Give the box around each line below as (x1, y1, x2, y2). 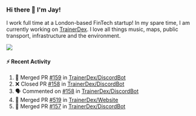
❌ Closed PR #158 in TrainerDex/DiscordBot (15, 80, 125, 87)
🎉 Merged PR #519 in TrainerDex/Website (15, 96, 119, 103)
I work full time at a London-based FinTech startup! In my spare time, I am (6, 19, 191, 27)
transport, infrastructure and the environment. (6, 32, 121, 39)
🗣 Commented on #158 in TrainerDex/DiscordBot (15, 87, 139, 95)
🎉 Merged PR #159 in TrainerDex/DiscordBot (15, 73, 126, 81)
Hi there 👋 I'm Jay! (6, 5, 62, 14)
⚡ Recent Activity (6, 58, 51, 65)
